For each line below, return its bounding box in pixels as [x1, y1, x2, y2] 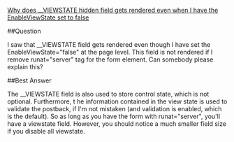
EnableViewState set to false [7, 13, 89, 22]
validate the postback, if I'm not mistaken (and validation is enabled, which [7, 105, 222, 113]
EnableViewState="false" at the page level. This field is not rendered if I [7, 48, 213, 56]
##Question [7, 27, 41, 35]
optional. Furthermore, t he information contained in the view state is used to [7, 97, 228, 106]
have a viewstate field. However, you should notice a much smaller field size [7, 120, 227, 128]
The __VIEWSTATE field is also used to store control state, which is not [7, 90, 210, 98]
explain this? [7, 63, 43, 71]
